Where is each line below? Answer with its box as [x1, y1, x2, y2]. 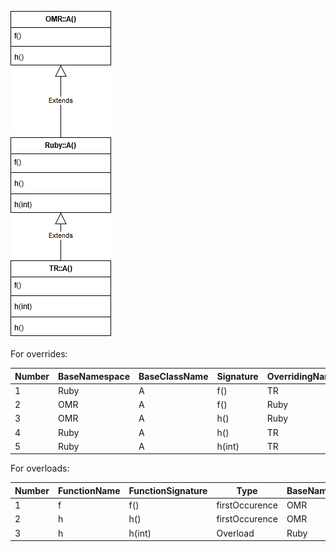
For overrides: [10, 348, 68, 360]
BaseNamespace [58, 370, 131, 382]
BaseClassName [138, 370, 209, 382]
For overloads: [10, 462, 70, 475]
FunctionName [58, 484, 121, 496]
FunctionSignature [128, 484, 208, 496]
